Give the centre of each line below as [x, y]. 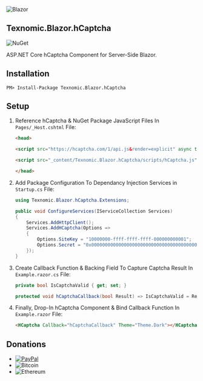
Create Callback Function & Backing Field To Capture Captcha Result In [104, 268]
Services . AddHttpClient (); [60, 222]
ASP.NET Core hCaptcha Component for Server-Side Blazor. [82, 55]
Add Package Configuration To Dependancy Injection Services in [96, 182]
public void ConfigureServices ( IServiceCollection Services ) [94, 211]
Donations [26, 344]
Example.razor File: [39, 314]
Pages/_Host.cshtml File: [45, 127]
